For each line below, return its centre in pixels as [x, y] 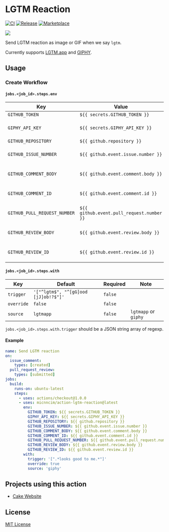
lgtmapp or [143, 311]
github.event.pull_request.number [121, 213]
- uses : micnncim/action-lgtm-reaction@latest [68, 403]
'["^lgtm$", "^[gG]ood [61, 292]
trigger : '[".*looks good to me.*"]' [67, 459]
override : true [43, 464]
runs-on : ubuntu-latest [39, 389]
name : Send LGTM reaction [32, 351]
